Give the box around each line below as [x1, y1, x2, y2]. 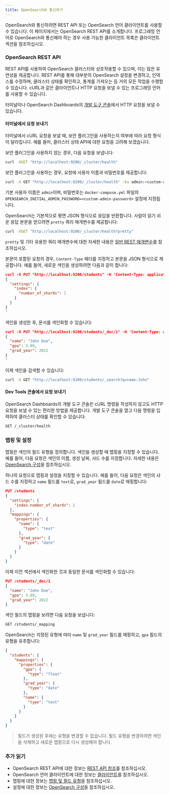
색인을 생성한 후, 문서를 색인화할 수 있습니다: [5, 319, 93, 325]
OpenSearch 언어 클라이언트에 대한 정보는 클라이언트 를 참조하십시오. [12, 772, 149, 778]
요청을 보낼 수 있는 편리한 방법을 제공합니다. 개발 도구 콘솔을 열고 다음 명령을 [5, 407, 155, 413]
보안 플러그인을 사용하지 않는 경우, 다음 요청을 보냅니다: [5, 150, 114, 156]
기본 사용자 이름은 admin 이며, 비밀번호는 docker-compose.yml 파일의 [5, 189, 139, 195]
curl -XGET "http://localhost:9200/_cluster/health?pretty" [5, 229, 134, 234]
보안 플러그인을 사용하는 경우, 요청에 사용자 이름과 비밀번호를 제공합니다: [5, 169, 147, 175]
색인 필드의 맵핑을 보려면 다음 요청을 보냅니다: [5, 612, 96, 618]
